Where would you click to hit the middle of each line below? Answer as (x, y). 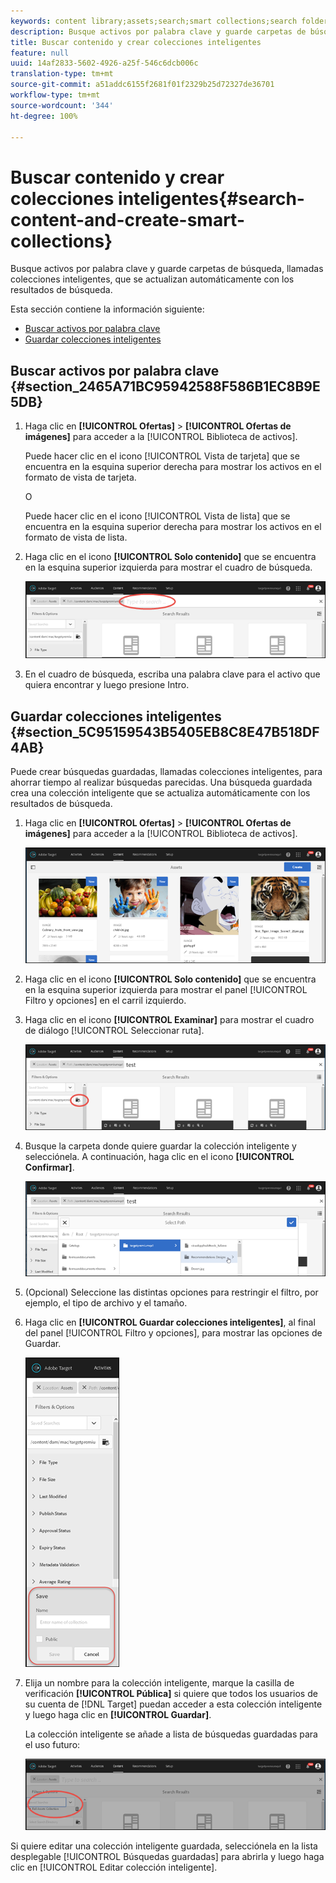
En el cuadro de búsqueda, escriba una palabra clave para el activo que (172, 674)
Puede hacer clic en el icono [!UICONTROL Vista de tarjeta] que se (162, 456)
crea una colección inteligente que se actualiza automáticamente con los (160, 792)
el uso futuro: (52, 1745)
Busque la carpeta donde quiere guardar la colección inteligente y (160, 1146)
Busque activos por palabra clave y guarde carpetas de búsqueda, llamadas (167, 269)
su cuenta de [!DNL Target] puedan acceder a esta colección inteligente (173, 1704)
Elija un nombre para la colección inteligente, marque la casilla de (159, 1683)
